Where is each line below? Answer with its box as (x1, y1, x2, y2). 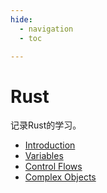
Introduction (24, 139, 76, 151)
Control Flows (24, 161, 83, 173)
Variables (24, 150, 64, 162)
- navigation (19, 24, 74, 34)
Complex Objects (24, 171, 97, 183)
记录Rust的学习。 (10, 119, 82, 131)
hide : (10, 14, 33, 25)
